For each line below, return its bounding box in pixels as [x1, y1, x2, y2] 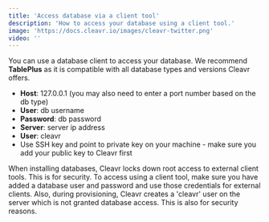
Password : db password [19, 114, 102, 124]
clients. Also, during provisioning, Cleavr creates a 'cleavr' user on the [8, 189, 241, 199]
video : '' [8, 34, 42, 42]
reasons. [8, 206, 38, 216]
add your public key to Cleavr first [19, 148, 132, 158]
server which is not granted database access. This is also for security [8, 198, 238, 208]
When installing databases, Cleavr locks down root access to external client [8, 163, 259, 173]
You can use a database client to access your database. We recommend [8, 56, 247, 66]
